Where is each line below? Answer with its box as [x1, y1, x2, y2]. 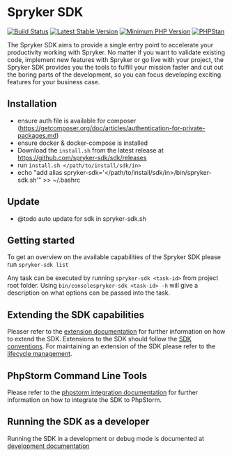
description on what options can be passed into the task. [7, 288, 171, 297]
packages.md [17, 131, 57, 139]
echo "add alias [17, 168, 63, 176]
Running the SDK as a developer [7, 416, 150, 428]
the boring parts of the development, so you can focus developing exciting [7, 70, 222, 79]
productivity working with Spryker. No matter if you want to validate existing [7, 48, 225, 56]
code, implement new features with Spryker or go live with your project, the [7, 55, 224, 63]
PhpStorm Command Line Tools [7, 370, 148, 382]
